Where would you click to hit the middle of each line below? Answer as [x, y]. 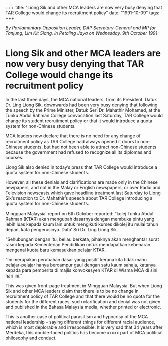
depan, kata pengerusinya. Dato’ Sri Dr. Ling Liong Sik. [62, 229]
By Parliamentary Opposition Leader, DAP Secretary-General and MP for [81, 28]
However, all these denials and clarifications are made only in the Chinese [82, 182]
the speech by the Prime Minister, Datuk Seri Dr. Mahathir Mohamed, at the [83, 110]
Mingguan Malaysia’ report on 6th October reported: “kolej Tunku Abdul [79, 213]
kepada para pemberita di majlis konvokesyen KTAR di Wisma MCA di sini [81, 270]
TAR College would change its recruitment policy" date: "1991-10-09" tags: [82, 13]
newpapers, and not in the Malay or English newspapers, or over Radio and [83, 187]
